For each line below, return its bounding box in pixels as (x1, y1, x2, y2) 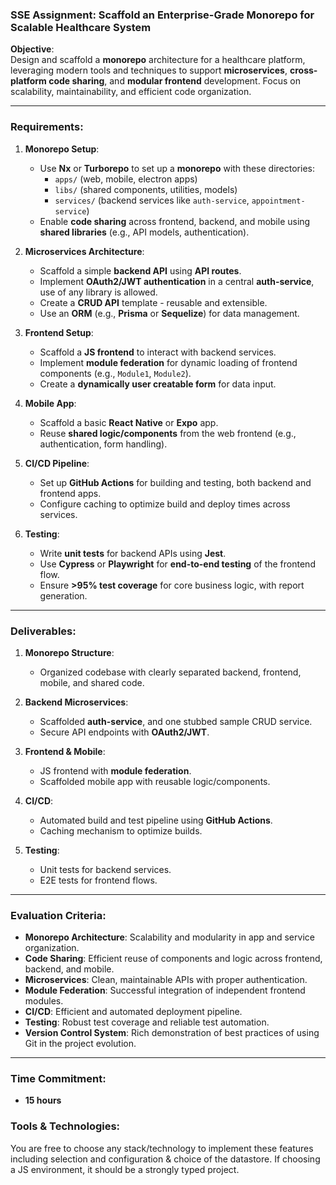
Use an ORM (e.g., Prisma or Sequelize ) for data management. (39, 307, 300, 319)
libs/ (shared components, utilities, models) (54, 183, 238, 195)
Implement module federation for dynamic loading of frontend (39, 356, 298, 368)
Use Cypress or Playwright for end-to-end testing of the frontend (39, 558, 316, 570)
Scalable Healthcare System (10, 20, 152, 34)
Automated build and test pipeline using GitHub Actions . (39, 814, 273, 826)
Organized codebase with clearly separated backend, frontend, (39, 666, 302, 678)
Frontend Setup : (24, 326, 94, 338)
